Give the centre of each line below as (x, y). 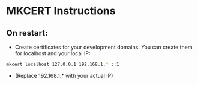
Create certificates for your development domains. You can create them (103, 47)
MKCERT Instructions (61, 11)
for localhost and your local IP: (52, 53)
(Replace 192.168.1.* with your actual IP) (64, 75)
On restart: (27, 33)
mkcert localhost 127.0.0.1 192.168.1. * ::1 (63, 64)
